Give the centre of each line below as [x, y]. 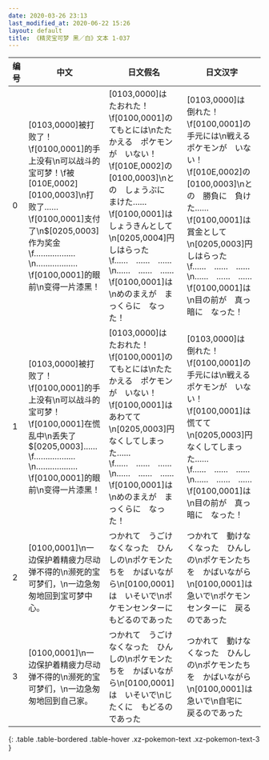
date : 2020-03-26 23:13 [48, 16]
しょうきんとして [141, 226]
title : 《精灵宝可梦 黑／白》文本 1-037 [69, 38]
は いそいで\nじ [141, 695]
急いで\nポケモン [219, 596]
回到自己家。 [69, 701]
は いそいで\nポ [141, 596]
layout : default [35, 30]
